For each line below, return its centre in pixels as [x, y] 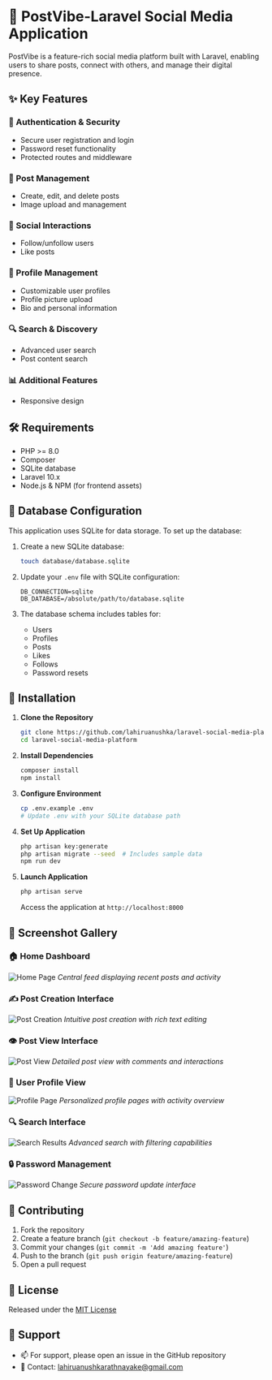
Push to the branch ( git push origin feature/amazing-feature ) [126, 1256]
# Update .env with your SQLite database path [100, 816]
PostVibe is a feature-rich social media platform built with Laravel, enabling [134, 56]
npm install [40, 778]
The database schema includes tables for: [90, 614]
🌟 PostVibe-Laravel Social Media [121, 17]
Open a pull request [53, 1265]
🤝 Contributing [46, 1210]
